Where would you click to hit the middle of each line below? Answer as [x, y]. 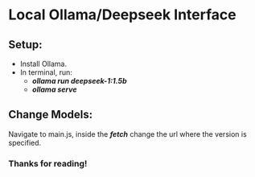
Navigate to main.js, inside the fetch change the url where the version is [127, 134]
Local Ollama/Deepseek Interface [122, 15]
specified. [25, 142]
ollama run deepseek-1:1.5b [79, 81]
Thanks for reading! [48, 163]
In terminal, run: [46, 72]
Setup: [25, 45]
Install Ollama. [43, 64]
